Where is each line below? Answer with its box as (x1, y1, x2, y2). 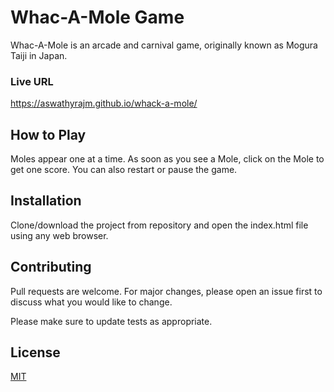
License (10, 344, 61, 361)
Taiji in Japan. (10, 49, 68, 61)
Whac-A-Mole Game (10, 6, 185, 29)
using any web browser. (10, 229, 109, 241)
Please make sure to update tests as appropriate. (10, 315, 213, 327)
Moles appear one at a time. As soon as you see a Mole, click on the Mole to (10, 153, 325, 165)
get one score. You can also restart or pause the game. (10, 164, 238, 176)
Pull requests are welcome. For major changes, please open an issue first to (10, 285, 323, 297)
